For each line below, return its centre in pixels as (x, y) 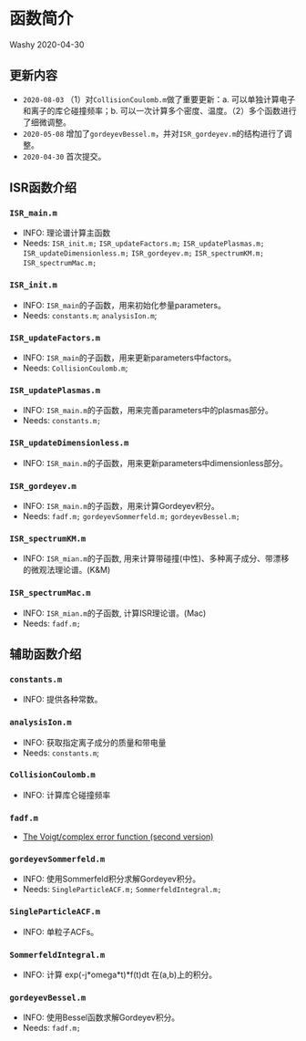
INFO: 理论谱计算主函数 (66, 233)
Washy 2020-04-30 (47, 44)
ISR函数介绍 (43, 188)
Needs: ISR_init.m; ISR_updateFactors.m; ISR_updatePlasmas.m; (143, 244)
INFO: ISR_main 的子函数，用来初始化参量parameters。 (124, 305)
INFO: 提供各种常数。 (62, 700)
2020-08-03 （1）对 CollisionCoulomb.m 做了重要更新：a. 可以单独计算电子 (159, 99)
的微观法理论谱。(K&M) (66, 570)
